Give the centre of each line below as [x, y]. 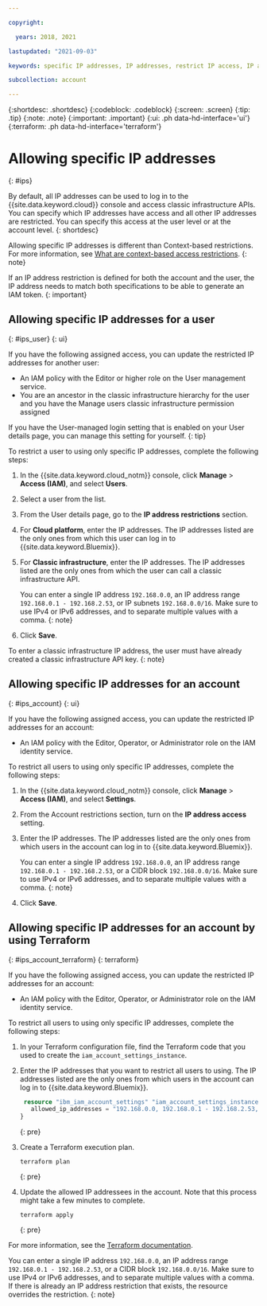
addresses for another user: [54, 362]
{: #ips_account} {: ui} [44, 703]
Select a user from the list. [63, 499]
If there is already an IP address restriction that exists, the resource [118, 1286]
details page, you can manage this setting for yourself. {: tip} [107, 435]
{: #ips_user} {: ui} [38, 338]
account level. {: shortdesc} [54, 230]
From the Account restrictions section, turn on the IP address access [133, 814]
